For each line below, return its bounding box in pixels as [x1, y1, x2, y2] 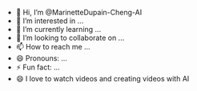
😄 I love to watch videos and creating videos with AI [15, 74, 190, 83]
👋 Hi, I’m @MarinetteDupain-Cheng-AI [15, 8, 143, 17]
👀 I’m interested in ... [15, 16, 84, 26]
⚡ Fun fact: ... [15, 62, 60, 72]
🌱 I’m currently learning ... [15, 25, 102, 34]
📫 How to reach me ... [15, 42, 90, 51]
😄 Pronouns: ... [15, 53, 68, 63]
